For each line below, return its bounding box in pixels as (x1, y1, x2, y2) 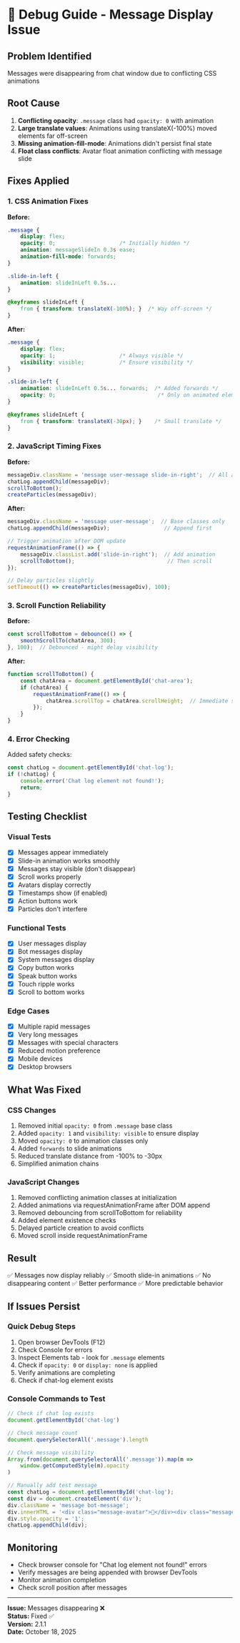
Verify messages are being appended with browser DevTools (17, 1568, 198, 1577)
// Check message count (7, 1429, 79, 1436)
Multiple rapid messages (17, 1022, 91, 1031)
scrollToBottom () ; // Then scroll (20, 557, 213, 565)
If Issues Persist (7, 1300, 81, 1312)
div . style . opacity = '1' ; (7, 1515, 84, 1522)
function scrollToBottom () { (7, 671, 94, 678)
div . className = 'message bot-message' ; (7, 1501, 130, 1509)
